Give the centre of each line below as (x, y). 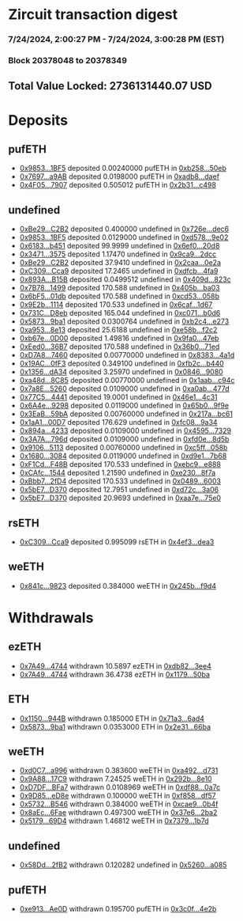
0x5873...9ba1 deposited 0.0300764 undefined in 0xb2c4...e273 (124, 321)
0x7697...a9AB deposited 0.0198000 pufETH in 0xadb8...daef (119, 176)
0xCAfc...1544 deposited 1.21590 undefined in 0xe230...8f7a (118, 473)
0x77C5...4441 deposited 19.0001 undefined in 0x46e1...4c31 (119, 397)
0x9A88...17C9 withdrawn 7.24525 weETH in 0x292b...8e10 (116, 779)
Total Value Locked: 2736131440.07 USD (110, 86)
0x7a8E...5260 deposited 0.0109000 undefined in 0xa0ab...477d (125, 388)
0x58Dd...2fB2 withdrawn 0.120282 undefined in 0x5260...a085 (123, 865)
